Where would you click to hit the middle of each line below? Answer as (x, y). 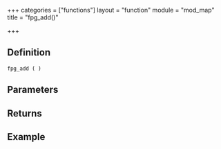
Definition (29, 52)
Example (26, 137)
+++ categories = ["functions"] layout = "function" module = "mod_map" (111, 10)
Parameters (33, 90)
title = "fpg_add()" (33, 17)
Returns (25, 113)
